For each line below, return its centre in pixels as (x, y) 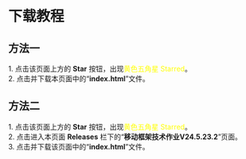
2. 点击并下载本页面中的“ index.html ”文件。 (79, 79)
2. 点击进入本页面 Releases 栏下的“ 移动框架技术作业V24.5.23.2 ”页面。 (125, 137)
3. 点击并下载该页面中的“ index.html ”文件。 (79, 146)
